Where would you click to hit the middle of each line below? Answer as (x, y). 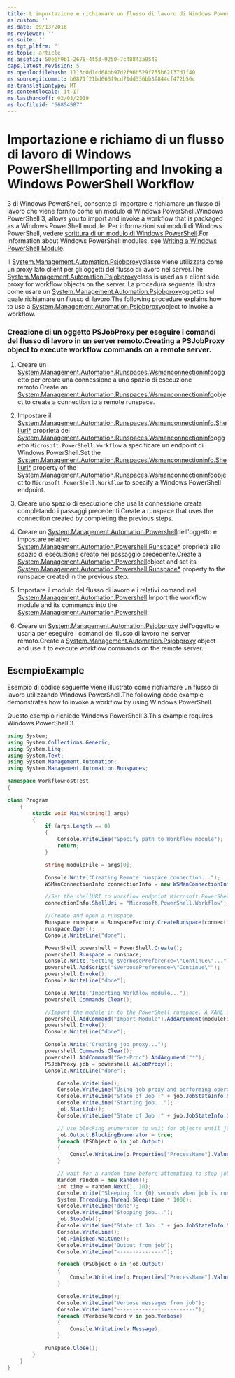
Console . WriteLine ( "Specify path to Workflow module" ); (140, 840)
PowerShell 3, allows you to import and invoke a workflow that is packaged (115, 218)
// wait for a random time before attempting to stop (137, 1174)
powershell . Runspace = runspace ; (93, 954)
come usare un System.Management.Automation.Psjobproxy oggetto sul (111, 291)
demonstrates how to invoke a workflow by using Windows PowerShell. (110, 702)
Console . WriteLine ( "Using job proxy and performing (134, 1090)
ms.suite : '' (26, 40)
